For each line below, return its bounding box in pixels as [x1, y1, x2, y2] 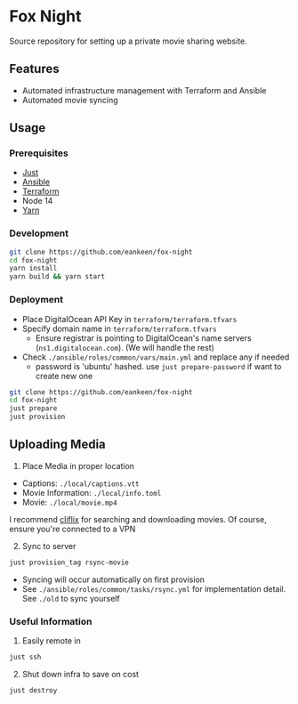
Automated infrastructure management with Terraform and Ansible [21, 85, 267, 95]
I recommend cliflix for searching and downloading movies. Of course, [9, 514, 267, 524]
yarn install [9, 264, 58, 273]
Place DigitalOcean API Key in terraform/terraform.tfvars [21, 313, 238, 324]
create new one [35, 370, 93, 381]
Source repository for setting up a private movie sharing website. [9, 36, 247, 46]
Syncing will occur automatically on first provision [21, 574, 205, 585]
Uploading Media [9, 437, 107, 452]
